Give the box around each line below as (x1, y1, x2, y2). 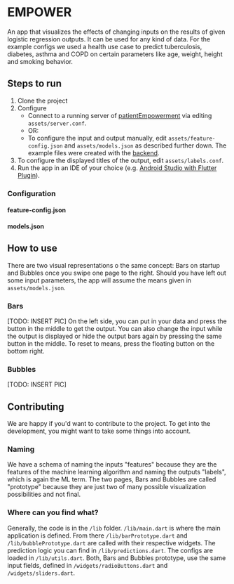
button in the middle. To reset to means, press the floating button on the (7, 339, 215, 348)
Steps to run (7, 78, 62, 90)
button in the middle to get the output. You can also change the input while (7, 324, 223, 332)
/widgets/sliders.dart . (7, 569, 76, 577)
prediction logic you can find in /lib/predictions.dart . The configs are (7, 546, 214, 554)
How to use (7, 242, 57, 254)
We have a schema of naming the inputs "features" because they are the (7, 460, 217, 469)
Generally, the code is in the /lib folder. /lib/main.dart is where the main (7, 524, 221, 532)
